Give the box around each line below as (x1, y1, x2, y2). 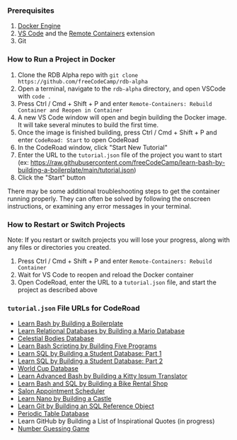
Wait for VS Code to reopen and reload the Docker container (17, 270, 194, 279)
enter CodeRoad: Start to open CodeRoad (17, 135, 139, 144)
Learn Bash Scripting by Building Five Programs (17, 342, 157, 350)
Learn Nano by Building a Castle (17, 395, 112, 403)
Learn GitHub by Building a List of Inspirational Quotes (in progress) (17, 417, 215, 426)
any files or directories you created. (7, 243, 111, 251)
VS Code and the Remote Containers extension (17, 29, 156, 37)
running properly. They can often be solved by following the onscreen (7, 194, 211, 203)
